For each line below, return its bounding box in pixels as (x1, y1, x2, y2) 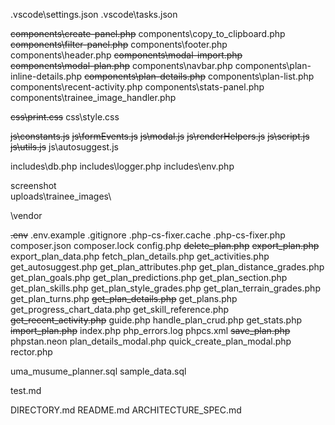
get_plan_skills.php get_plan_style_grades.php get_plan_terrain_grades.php (10, 282, 321, 294)
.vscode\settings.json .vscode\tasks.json (10, 9, 178, 20)
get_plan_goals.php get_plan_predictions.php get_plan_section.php (10, 272, 288, 283)
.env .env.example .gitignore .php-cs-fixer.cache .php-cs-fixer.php (10, 229, 286, 241)
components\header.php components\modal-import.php (10, 49, 243, 61)
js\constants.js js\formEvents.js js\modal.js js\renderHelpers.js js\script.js (10, 130, 310, 142)
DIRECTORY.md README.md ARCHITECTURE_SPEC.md (10, 404, 242, 416)
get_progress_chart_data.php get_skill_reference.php (10, 304, 230, 315)
